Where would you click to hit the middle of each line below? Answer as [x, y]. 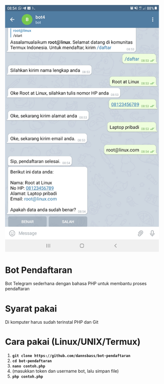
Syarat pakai [31, 309]
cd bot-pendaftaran [32, 361]
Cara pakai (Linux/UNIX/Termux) [73, 342]
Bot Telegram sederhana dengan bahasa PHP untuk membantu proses [76, 284]
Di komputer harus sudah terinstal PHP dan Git [52, 322]
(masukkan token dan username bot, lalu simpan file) [65, 371]
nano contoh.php [29, 366]
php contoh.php [28, 377]
